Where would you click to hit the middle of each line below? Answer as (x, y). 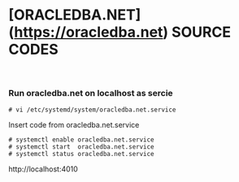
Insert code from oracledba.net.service (74, 125)
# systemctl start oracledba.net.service (81, 147)
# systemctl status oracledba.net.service (81, 154)
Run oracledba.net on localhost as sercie (91, 93)
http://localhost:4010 (43, 169)
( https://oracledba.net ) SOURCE (120, 32)
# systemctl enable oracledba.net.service (81, 140)
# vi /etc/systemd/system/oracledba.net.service (92, 110)
